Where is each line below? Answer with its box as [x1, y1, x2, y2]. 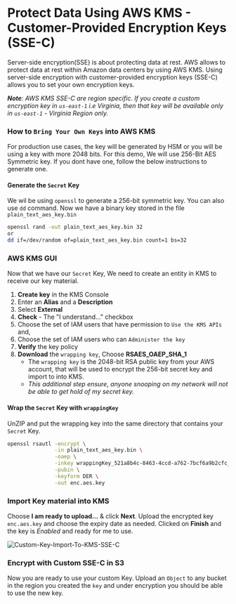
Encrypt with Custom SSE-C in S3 [7, 558, 124, 567]
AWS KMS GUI [7, 253, 58, 263]
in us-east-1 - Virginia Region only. [7, 109, 109, 117]
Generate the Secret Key [7, 180, 80, 189]
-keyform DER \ [54, 473, 99, 480]
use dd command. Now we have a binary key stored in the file [7, 204, 185, 212]
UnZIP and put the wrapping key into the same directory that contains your [7, 419, 223, 428]
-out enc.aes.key [54, 479, 105, 486]
